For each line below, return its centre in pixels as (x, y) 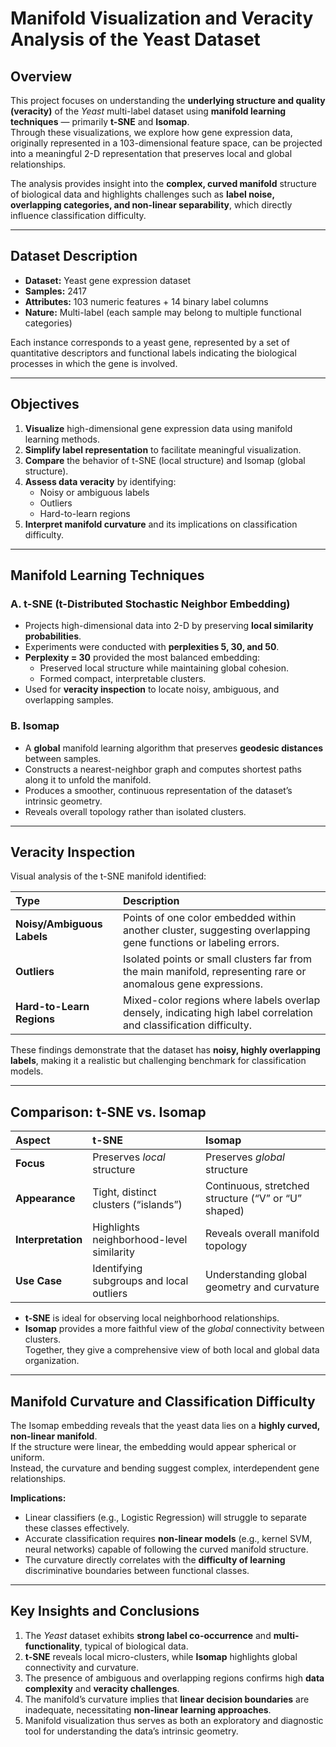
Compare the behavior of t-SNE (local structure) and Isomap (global (165, 460)
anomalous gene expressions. (193, 984)
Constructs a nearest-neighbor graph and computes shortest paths (163, 769)
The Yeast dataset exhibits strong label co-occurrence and (148, 1635)
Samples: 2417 (55, 291)
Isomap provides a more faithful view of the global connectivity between (174, 1329)
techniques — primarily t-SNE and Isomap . (100, 121)
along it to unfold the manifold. (88, 779)
